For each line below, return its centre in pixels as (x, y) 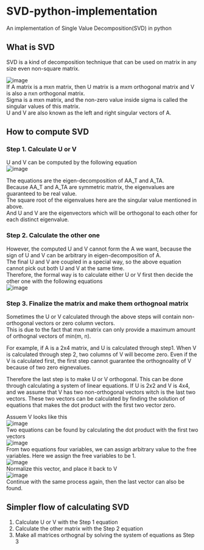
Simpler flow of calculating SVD (68, 507)
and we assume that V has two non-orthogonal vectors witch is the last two (101, 392)
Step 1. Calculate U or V (42, 149)
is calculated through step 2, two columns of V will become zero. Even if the (102, 354)
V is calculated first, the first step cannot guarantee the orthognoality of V (99, 361)
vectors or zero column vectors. (75, 323)
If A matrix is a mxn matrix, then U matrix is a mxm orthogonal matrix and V (100, 87)
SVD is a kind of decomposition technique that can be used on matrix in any (101, 62)
